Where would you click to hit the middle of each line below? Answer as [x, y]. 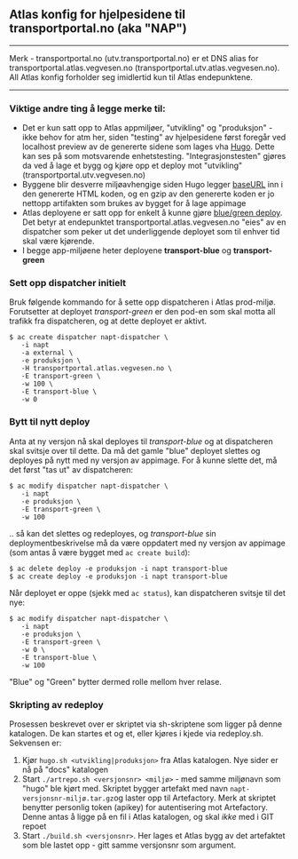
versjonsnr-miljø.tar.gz [68, 799]
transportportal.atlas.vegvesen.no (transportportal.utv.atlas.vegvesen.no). [145, 68]
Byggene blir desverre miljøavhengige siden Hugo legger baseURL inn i [153, 185]
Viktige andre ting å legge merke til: [87, 108]
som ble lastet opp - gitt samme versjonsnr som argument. [129, 845]
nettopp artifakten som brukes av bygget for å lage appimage [134, 203]
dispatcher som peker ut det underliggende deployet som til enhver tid [151, 232]
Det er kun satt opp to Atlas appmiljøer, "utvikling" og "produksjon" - [147, 128]
